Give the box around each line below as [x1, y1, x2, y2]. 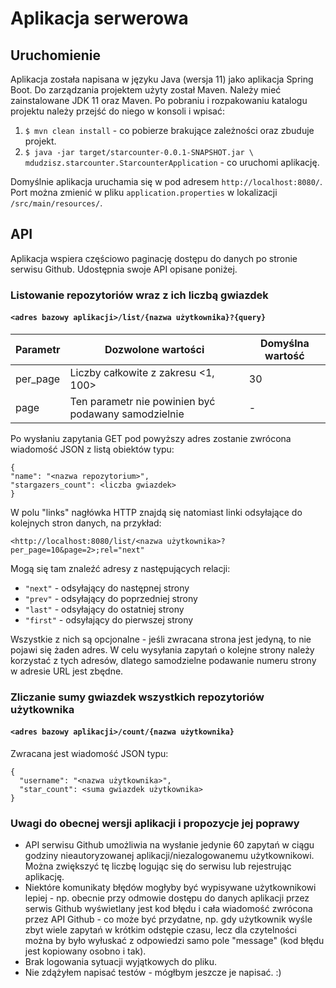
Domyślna [259, 336, 310, 350]
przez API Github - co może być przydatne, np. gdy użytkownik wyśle [24, 913, 313, 926]
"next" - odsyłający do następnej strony [24, 582, 190, 594]
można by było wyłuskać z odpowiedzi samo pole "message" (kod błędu [24, 935, 325, 947]
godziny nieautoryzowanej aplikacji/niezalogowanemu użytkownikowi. [24, 850, 315, 862]
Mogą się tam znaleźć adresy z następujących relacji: [10, 562, 231, 574]
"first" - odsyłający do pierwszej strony [24, 613, 194, 626]
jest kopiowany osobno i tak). [24, 945, 147, 957]
